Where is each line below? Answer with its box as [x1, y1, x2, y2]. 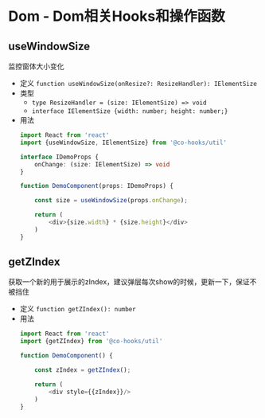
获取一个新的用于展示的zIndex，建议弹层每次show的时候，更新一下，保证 [8, 277, 251, 287]
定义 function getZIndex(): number [19, 304, 137, 314]
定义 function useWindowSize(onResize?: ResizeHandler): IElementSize [19, 79, 257, 88]
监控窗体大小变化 [8, 61, 64, 71]
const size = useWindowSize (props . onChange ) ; [34, 197, 189, 205]
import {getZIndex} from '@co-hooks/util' [19, 338, 163, 346]
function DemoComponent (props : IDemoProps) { [19, 182, 173, 190]
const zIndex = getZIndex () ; [34, 366, 131, 374]
